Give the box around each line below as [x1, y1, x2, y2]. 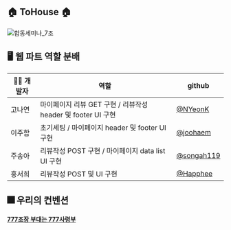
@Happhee [176, 168, 213, 178]
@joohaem [176, 127, 211, 137]
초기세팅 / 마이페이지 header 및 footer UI [40, 123, 166, 133]
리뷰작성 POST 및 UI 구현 [40, 169, 118, 179]
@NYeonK [176, 104, 210, 114]
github [187, 80, 210, 90]
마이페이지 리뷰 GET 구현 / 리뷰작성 [40, 100, 148, 109]
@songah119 [176, 150, 221, 160]
